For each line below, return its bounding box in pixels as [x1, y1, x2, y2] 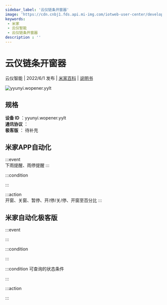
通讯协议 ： [5, 121, 28, 127]
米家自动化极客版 [5, 213, 58, 222]
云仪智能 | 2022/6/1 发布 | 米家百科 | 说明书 [5, 75, 93, 81]
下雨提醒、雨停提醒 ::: [5, 162, 50, 169]
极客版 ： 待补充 [5, 127, 38, 133]
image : [5, 12, 19, 17]
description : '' [5, 35, 41, 40]
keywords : [5, 16, 26, 21]
